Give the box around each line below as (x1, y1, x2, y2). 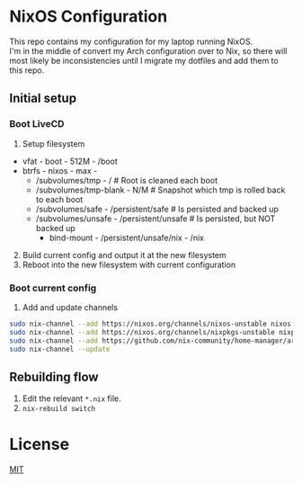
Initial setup (9, 91, 77, 106)
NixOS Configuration (9, 6, 168, 27)
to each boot (35, 193, 84, 204)
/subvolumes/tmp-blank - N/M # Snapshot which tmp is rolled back (35, 184, 286, 195)
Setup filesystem (22, 138, 85, 149)
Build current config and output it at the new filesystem (22, 249, 226, 260)
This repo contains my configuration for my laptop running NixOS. (9, 36, 253, 47)
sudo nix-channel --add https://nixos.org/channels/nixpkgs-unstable (9, 327, 276, 336)
